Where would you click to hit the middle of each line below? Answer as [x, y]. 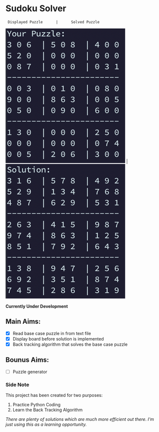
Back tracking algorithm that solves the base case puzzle [70, 344]
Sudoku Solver [36, 9]
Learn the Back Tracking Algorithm [48, 410]
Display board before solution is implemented [58, 338]
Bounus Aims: [27, 360]
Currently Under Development [37, 306]
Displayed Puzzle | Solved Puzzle [53, 22]
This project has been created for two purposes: [54, 395]
